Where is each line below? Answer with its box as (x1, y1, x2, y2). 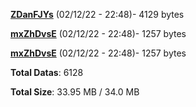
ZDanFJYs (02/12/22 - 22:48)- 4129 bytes (10, 9, 185, 20)
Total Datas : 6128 (10, 67, 84, 78)
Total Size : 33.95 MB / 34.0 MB (10, 86, 140, 98)
